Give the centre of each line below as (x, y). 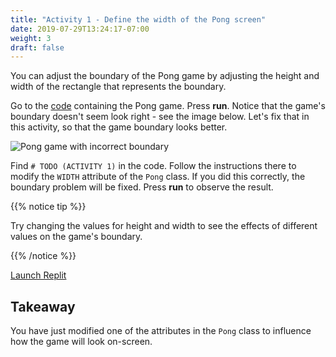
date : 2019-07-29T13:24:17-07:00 (80, 29)
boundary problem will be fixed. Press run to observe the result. (142, 187)
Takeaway (43, 306)
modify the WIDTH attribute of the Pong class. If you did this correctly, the (158, 177)
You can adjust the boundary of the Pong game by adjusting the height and (165, 76)
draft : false (37, 47)
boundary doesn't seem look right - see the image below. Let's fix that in (160, 117)
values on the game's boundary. (76, 237)
